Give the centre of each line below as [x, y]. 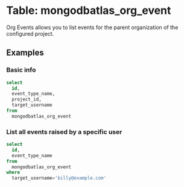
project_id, [27, 100]
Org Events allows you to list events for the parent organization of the [92, 27]
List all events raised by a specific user [64, 132]
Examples [25, 53]
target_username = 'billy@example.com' [59, 178]
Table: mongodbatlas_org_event [89, 11]
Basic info [21, 70]
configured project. [30, 33]
